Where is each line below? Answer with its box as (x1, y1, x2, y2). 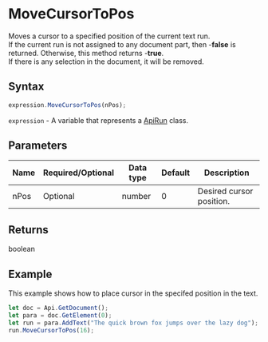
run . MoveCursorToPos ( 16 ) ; (8, 326, 94, 334)
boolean (8, 245, 36, 254)
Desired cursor (197, 185, 254, 197)
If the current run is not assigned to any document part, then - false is (8, 39, 237, 49)
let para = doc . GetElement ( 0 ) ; (8, 311, 112, 320)
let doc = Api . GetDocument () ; (8, 304, 109, 312)
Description (203, 167, 250, 178)
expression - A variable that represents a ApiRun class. (8, 115, 189, 125)
